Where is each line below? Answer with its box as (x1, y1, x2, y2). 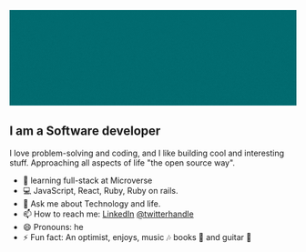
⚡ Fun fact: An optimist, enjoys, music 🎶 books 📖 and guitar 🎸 (22, 231, 252, 242)
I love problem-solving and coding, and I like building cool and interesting (9, 147, 285, 158)
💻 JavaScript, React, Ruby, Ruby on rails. (22, 185, 178, 196)
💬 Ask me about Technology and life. (22, 197, 161, 209)
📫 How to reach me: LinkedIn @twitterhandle (22, 208, 194, 219)
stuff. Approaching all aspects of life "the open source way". (9, 156, 235, 168)
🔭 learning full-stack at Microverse (22, 175, 153, 186)
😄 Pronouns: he (22, 221, 84, 232)
